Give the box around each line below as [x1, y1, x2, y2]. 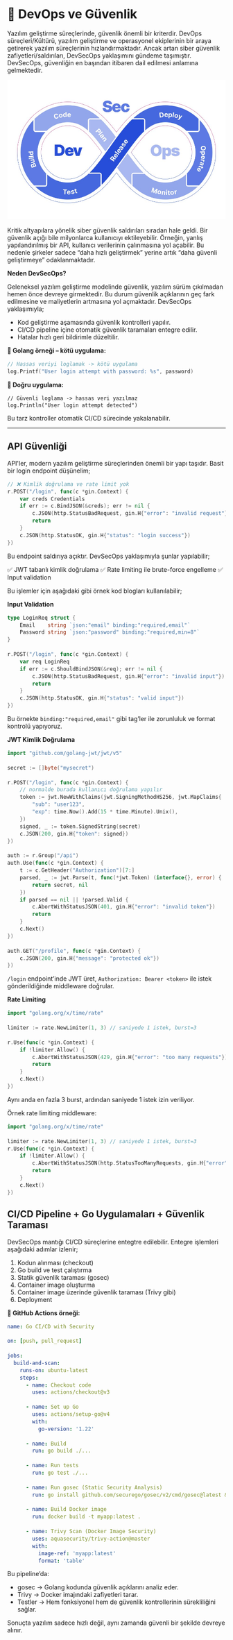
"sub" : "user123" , [32, 801, 85, 808]
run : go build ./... [32, 1447, 92, 1455]
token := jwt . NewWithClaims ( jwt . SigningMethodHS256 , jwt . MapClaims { [19, 794, 222, 801]
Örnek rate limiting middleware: [7, 1108, 97, 1117]
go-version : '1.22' [37, 1426, 95, 1432]
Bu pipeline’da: [7, 1570, 50, 1578]
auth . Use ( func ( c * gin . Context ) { [7, 860, 104, 867]
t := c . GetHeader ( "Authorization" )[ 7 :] [19, 867, 135, 874]
